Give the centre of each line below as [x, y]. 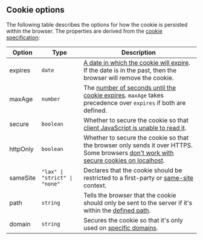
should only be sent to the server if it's [138, 202]
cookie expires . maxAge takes [124, 95]
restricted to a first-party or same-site [138, 178]
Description [139, 52]
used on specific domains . [121, 228]
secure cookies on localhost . [124, 160]
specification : [23, 37]
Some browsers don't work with [129, 153]
